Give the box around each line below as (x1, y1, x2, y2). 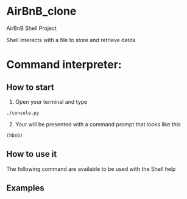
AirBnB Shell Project (6, 24, 57, 32)
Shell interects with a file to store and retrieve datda (6, 36, 136, 43)
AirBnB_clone (6, 4, 77, 18)
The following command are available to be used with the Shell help (6, 165, 176, 172)
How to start (6, 82, 54, 92)
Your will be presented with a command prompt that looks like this (15, 120, 181, 128)
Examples (6, 183, 44, 194)
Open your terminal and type (15, 98, 88, 105)
